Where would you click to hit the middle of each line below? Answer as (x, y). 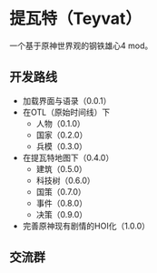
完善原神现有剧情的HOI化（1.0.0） (86, 226)
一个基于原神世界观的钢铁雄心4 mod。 (81, 45)
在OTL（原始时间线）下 (66, 112)
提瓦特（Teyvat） (76, 19)
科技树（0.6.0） (65, 180)
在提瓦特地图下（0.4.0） (68, 157)
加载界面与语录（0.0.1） (67, 100)
